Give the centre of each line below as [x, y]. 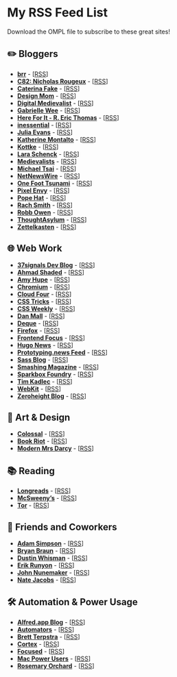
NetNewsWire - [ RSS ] [48, 175]
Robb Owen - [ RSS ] [45, 212]
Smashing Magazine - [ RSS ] [58, 367]
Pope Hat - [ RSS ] [42, 197]
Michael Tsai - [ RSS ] [47, 169]
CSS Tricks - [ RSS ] [44, 301]
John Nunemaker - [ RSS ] [54, 573]
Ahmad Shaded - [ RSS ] [50, 272]
